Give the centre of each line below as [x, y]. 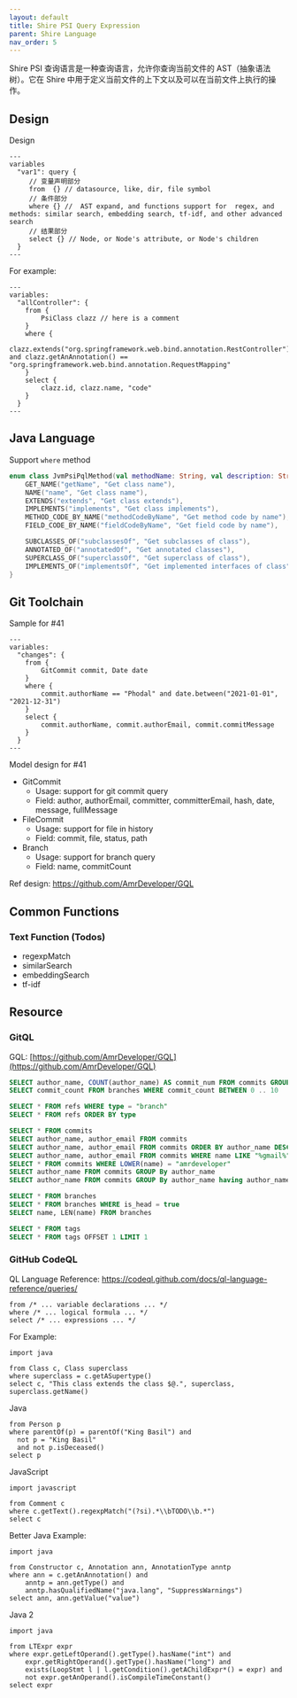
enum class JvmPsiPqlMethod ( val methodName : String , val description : [142, 476]
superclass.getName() [49, 1391]
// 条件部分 [48, 199]
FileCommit [43, 820]
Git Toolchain [46, 602]
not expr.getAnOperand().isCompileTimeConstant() [118, 1677]
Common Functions [64, 911]
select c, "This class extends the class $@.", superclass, [122, 1383]
